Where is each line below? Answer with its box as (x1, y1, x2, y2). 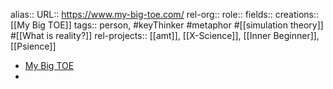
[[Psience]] (10, 40, 57, 52)
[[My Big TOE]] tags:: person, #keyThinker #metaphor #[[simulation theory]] (10, 19, 324, 31)
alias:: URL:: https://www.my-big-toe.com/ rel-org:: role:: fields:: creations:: (10, 9, 320, 20)
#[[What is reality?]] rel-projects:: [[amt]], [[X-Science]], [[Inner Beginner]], (10, 30, 320, 41)
